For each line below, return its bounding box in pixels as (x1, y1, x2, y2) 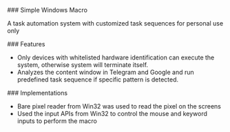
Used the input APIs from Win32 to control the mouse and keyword (17, 110, 208, 117)
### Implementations (7, 89, 67, 97)
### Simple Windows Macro (7, 6, 88, 14)
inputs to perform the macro (17, 117, 98, 125)
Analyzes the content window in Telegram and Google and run (17, 68, 194, 76)
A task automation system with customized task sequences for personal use (7, 19, 224, 27)
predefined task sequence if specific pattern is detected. (17, 75, 179, 84)
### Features (7, 40, 45, 48)
